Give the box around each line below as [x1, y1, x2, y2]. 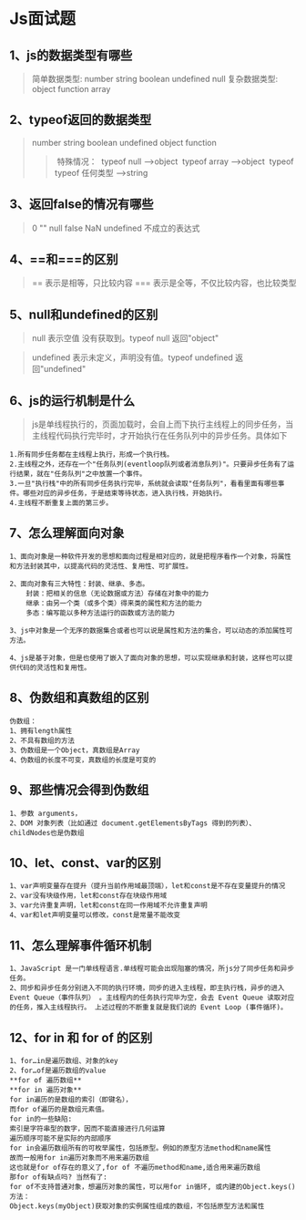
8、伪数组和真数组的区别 [9, 690, 149, 706]
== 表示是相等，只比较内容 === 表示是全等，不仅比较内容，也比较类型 [31, 277, 297, 288]
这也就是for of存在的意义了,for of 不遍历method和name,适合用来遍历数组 [9, 1163, 261, 1172]
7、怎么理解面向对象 [9, 525, 125, 541]
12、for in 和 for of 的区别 [9, 1029, 153, 1045]
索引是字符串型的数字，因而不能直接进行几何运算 [9, 1123, 166, 1133]
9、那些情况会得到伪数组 [9, 782, 149, 798]
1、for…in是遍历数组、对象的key [9, 1056, 118, 1065]
